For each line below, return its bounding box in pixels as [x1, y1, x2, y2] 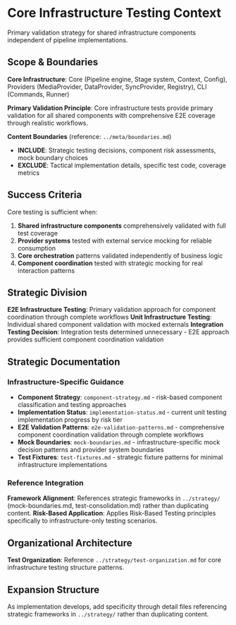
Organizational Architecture [7, 537, 132, 549]
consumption [17, 243, 56, 252]
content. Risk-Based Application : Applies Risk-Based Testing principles [7, 509, 216, 518]
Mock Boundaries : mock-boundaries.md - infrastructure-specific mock [17, 438, 221, 447]
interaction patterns [17, 266, 75, 274]
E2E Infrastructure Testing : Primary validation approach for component [7, 305, 216, 314]
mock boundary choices [17, 153, 88, 162]
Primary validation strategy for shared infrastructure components [7, 28, 196, 37]
